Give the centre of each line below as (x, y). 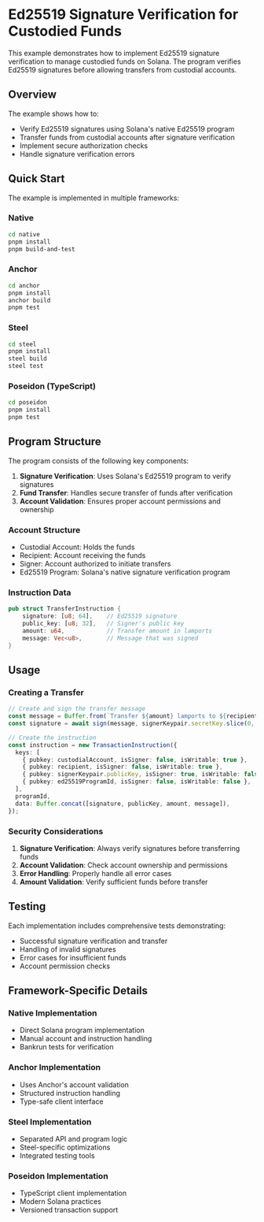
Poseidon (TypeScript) (52, 386)
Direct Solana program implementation (82, 1031)
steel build (27, 359)
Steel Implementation (50, 1122)
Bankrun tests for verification (66, 1047)
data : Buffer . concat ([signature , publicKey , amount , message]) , (123, 804)
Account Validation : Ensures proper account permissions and (120, 501)
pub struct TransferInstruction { (65, 609)
